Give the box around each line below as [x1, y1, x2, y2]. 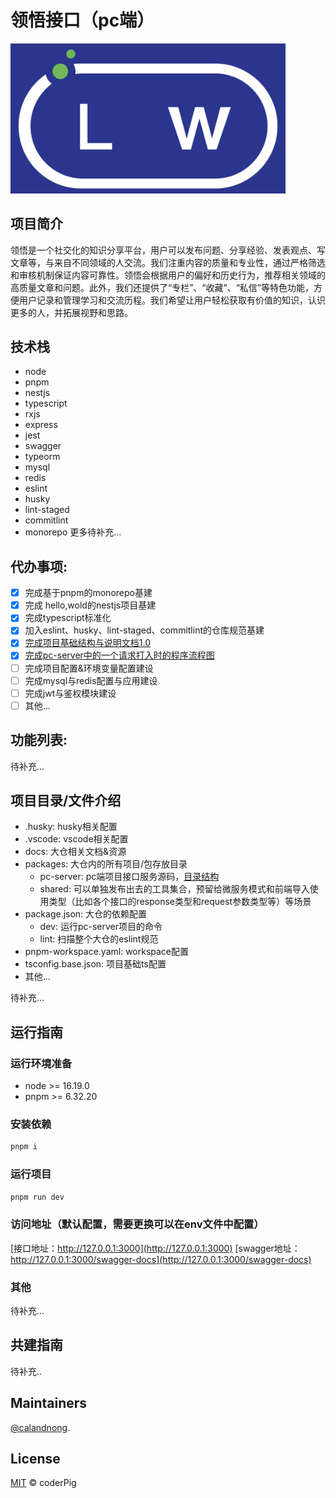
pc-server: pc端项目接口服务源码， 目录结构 [39, 871, 220, 883]
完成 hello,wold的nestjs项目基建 [24, 599, 157, 611]
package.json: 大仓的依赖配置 [24, 908, 148, 920]
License [10, 1451, 61, 1468]
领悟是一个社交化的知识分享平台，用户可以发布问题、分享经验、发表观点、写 [10, 244, 326, 256]
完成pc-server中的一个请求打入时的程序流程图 [24, 649, 215, 661]
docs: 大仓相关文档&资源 [24, 846, 127, 858]
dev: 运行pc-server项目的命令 [39, 921, 163, 933]
